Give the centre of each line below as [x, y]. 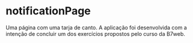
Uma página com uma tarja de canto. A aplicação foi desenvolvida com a [96, 27]
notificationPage [48, 11]
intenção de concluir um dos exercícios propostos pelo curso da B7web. [95, 33]
